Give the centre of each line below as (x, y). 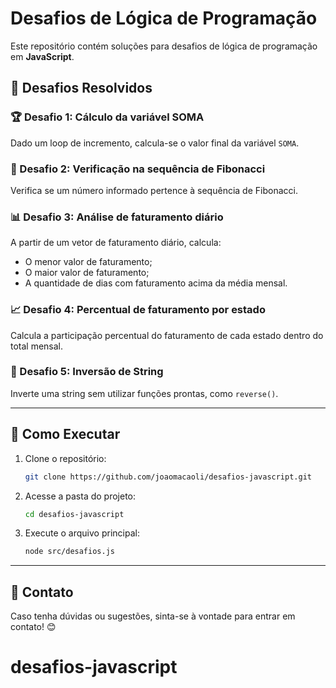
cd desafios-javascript (74, 514)
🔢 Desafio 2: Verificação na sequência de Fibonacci (138, 169)
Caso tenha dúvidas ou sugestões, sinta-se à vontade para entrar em (153, 616)
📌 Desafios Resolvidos (81, 88)
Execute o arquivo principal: (82, 533)
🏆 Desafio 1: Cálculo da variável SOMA (107, 117)
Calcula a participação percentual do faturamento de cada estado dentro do (167, 335)
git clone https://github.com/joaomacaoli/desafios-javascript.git (168, 477)
